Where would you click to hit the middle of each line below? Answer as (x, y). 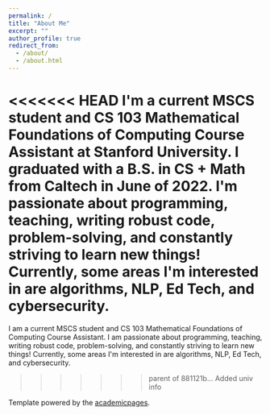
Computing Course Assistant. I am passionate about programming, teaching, (135, 337)
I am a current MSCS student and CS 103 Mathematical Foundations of (126, 328)
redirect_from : (34, 46)
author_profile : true (45, 38)
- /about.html (39, 61)
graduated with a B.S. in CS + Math (127, 169)
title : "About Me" (39, 23)
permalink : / (30, 16)
